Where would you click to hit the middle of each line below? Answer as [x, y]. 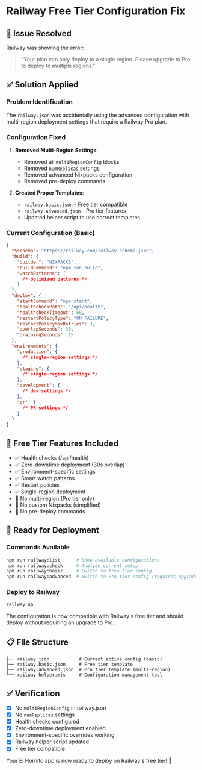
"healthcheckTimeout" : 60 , [51, 312]
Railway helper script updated [52, 742]
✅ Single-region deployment [50, 492]
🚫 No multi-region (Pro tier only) [54, 498]
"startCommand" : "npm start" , [55, 302]
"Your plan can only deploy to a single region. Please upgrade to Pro [106, 59]
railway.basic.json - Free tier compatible [76, 204]
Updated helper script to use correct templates [82, 217]
